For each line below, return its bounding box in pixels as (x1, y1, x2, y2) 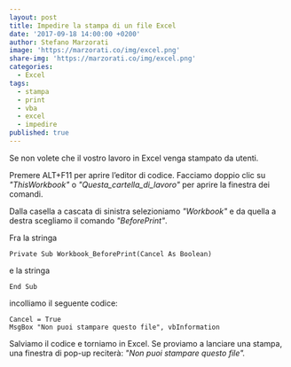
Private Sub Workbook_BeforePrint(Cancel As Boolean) (9, 249, 213, 258)
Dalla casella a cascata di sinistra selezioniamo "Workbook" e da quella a (9, 206, 277, 216)
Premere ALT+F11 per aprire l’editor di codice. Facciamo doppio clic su (9, 169, 266, 180)
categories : (9, 63, 53, 72)
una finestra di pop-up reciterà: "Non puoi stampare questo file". (9, 347, 246, 358)
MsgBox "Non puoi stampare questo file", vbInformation (9, 323, 220, 332)
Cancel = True (9, 315, 62, 324)
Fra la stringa (9, 232, 58, 243)
